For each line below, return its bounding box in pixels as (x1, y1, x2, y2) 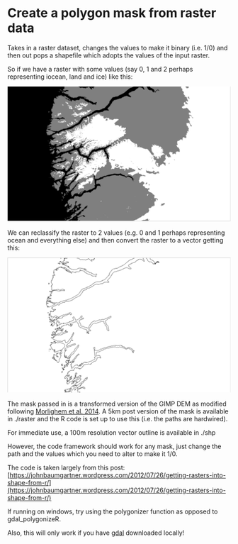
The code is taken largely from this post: (7, 463, 125, 472)
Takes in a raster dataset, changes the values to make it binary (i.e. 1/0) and (7, 43, 228, 52)
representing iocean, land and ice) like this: (7, 72, 133, 81)
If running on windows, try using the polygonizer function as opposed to (7, 507, 218, 516)
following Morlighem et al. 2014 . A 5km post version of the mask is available (7, 407, 229, 416)
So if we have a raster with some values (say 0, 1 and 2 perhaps (7, 65, 193, 73)
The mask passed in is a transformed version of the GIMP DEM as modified (7, 399, 227, 409)
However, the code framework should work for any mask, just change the (7, 442, 222, 451)
